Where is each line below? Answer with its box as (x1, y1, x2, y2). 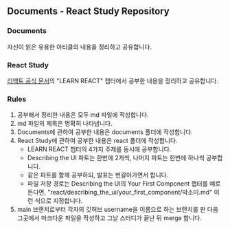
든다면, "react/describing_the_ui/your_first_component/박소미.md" (27, 188, 213, 197)
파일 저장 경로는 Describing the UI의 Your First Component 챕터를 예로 (27, 179, 221, 188)
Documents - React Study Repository (7, 6, 170, 17)
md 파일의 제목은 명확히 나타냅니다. (16, 120, 113, 128)
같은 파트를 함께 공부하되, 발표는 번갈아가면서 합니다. (27, 171, 169, 179)
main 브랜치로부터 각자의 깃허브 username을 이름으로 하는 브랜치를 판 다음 (16, 206, 218, 214)
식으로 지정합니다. (34, 197, 83, 205)
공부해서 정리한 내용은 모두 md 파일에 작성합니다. (16, 111, 149, 119)
